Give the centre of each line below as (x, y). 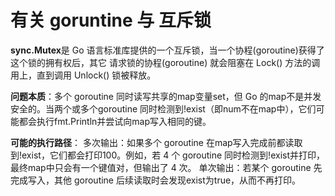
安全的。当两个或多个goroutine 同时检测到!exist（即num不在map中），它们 (163, 108)
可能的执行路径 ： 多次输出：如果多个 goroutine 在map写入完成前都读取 (156, 142)
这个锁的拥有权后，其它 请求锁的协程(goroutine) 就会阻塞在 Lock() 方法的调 (165, 62)
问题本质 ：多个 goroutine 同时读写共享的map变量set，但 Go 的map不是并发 (166, 96)
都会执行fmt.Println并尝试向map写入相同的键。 (115, 121)
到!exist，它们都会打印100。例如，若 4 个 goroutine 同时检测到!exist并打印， (168, 155)
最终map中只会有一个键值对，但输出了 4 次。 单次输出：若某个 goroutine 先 (166, 167)
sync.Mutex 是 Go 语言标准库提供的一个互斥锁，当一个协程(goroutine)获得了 (167, 50)
